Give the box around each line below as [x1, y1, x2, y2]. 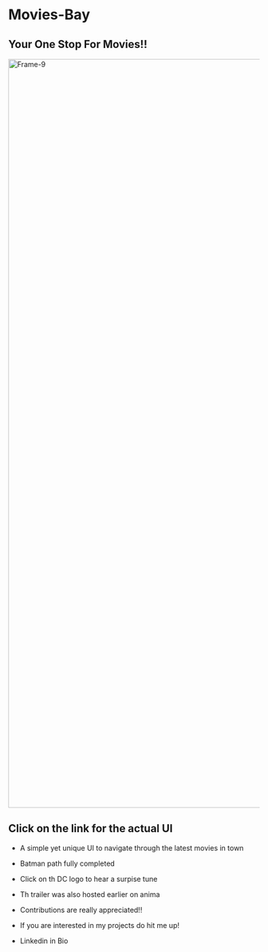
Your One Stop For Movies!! [8, 38, 148, 51]
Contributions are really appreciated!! [19, 905, 143, 914]
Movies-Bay [8, 6, 90, 24]
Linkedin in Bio [19, 936, 69, 946]
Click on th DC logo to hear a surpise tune [19, 874, 158, 883]
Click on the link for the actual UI [8, 822, 173, 835]
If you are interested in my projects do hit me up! [19, 920, 179, 930]
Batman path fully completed [19, 859, 116, 868]
